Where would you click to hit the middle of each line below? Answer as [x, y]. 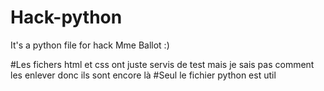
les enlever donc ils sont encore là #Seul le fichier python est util [143, 75]
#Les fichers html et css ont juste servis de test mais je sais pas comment [162, 64]
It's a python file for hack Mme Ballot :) [90, 45]
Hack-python [66, 17]
